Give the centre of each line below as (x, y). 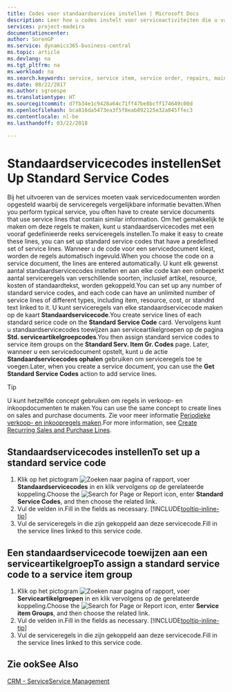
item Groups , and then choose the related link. (84, 613)
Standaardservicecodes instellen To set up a (104, 452)
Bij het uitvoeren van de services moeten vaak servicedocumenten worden (114, 197)
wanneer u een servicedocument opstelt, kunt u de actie (87, 352)
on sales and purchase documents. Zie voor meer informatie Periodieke (109, 416)
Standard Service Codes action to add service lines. (82, 374)
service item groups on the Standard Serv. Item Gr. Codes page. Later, (108, 344)
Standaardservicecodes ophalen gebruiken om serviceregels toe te (105, 359)
